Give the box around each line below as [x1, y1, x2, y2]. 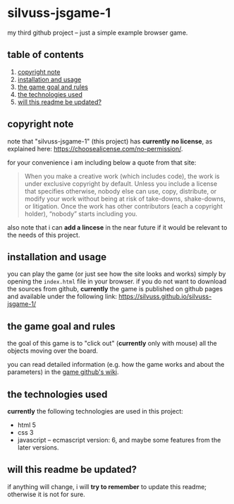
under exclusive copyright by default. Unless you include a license [24, 179, 218, 188]
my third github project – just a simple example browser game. [7, 28, 188, 37]
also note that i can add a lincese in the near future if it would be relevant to [7, 223, 228, 231]
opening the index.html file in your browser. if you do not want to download [7, 277, 227, 286]
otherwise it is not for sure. [7, 490, 86, 498]
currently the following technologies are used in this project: [7, 407, 183, 415]
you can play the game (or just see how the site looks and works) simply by [7, 270, 226, 279]
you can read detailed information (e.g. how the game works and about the [7, 361, 225, 369]
